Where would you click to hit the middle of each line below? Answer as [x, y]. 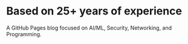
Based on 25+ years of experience [94, 11]
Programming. [24, 34]
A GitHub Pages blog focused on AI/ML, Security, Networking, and [89, 28]
